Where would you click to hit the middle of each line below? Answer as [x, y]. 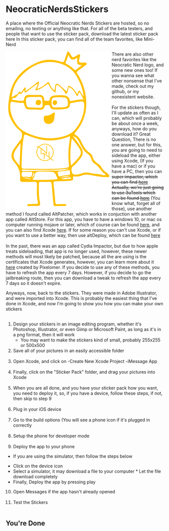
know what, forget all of [136, 203]
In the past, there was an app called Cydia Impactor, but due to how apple [82, 246]
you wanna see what [133, 75]
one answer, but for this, [137, 144]
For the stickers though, [136, 107]
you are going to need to [137, 150]
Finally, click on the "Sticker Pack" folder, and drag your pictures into [84, 372]
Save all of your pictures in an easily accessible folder [68, 350]
